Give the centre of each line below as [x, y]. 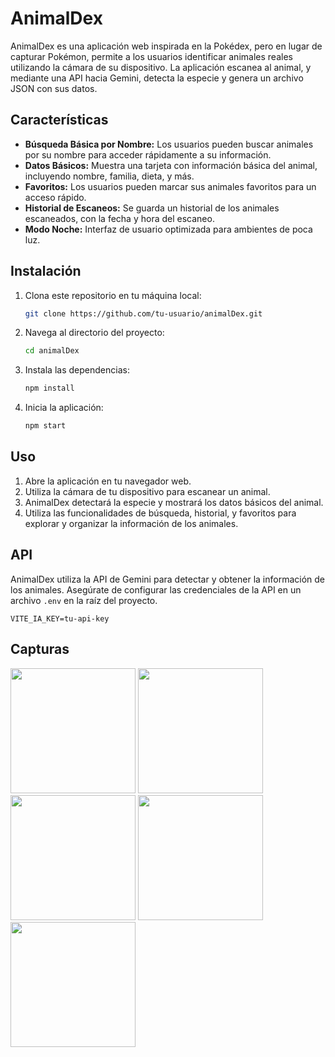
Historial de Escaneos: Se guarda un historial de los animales [152, 208]
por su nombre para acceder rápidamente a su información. [148, 154]
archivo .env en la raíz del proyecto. [84, 600]
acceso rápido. [55, 197]
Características [59, 120]
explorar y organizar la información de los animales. [131, 523]
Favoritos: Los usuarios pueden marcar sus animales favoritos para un [170, 186]
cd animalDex [52, 351]
